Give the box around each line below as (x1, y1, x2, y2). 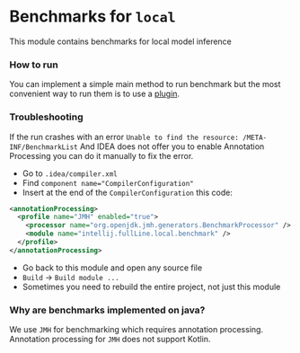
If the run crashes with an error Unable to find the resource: (9, 131, 240, 142)
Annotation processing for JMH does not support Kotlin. (9, 334, 211, 345)
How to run (9, 58, 58, 71)
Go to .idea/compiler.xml (22, 168, 119, 179)
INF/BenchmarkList (9, 142, 78, 152)
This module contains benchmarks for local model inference (9, 36, 232, 47)
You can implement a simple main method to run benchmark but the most (9, 79, 281, 90)
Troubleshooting (9, 110, 84, 123)
